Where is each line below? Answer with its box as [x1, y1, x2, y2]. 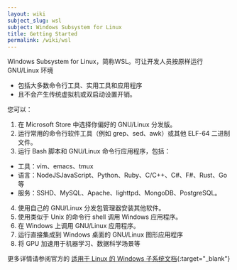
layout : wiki [7, 10, 46, 18]
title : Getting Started [7, 30, 78, 38]
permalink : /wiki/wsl [7, 37, 72, 44]
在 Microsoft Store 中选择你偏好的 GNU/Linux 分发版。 [17, 120, 177, 129]
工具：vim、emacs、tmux [17, 162, 94, 171]
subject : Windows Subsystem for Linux [7, 23, 122, 31]
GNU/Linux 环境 [7, 66, 54, 75]
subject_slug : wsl [7, 17, 62, 24]
